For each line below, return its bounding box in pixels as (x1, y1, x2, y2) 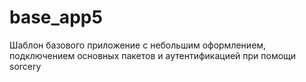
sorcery (9, 60, 42, 72)
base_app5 (9, 6, 103, 29)
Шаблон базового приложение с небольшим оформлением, (9, 39, 267, 51)
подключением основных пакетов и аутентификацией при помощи (9, 49, 297, 61)
